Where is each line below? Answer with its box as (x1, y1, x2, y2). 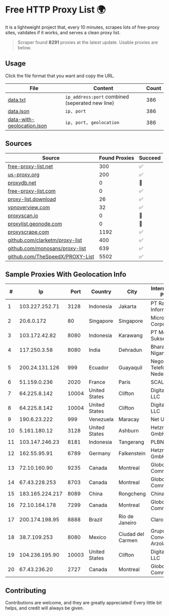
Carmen (118, 537, 138, 544)
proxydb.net (8, 179, 37, 186)
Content (93, 84, 114, 91)
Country (91, 288, 112, 295)
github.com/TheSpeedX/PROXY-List (8, 253, 95, 260)
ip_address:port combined (65, 93, 129, 100)
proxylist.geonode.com (8, 220, 62, 227)
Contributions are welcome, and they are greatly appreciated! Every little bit (5, 600, 162, 606)
